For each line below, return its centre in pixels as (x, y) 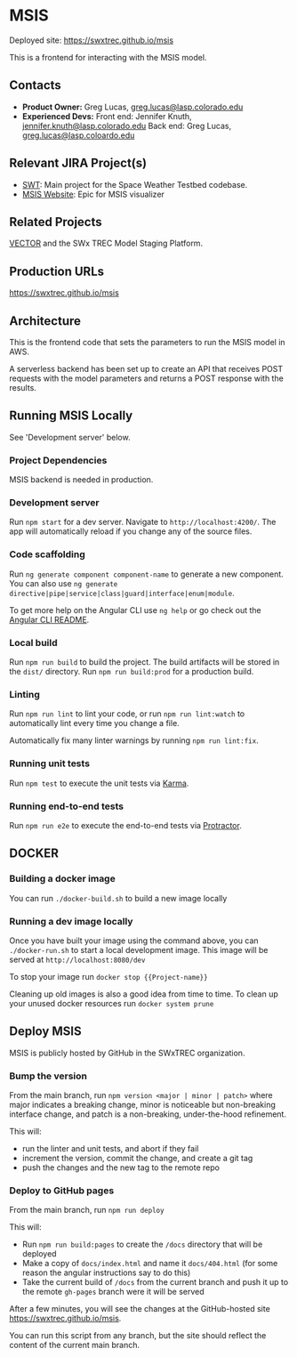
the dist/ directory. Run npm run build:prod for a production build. (132, 671)
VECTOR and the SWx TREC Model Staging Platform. (106, 243)
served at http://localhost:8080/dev (77, 959)
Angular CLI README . (49, 619)
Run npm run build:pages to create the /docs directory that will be (142, 1244)
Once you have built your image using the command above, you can (134, 941)
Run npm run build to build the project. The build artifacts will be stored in (144, 662)
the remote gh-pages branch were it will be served (113, 1292)
